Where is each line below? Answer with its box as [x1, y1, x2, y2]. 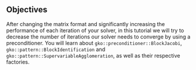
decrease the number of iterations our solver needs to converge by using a [6, 33, 191, 40]
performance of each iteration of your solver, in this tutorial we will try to [6, 27, 184, 34]
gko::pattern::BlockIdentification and [6, 46, 106, 53]
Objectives [6, 5, 48, 15]
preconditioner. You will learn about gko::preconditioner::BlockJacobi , [6, 39, 182, 46]
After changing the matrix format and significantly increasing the [6, 20, 166, 27]
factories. [6, 58, 30, 65]
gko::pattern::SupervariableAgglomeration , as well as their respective [6, 52, 180, 59]
